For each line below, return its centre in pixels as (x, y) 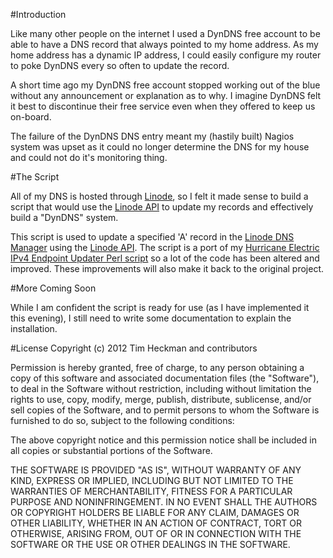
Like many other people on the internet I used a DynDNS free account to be (165, 33)
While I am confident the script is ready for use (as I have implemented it (160, 307)
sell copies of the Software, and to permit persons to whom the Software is (165, 410)
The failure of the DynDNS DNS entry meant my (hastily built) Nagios (152, 136)
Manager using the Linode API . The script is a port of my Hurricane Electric (165, 247)
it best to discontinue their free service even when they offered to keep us (163, 106)
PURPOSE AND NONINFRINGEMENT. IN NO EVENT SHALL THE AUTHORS (164, 502)
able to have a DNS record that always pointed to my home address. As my (164, 44)
